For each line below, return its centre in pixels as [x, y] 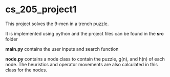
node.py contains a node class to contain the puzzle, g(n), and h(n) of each [85, 59]
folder [12, 39]
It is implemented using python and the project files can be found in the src [84, 33]
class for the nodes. [26, 70]
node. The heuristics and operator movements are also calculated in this [81, 64]
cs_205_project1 [41, 9]
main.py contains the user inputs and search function [62, 49]
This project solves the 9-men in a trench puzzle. [57, 24]
